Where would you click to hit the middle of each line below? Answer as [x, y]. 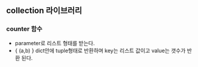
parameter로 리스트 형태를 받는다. [55, 43]
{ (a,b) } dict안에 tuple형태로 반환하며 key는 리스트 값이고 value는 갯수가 [100, 50]
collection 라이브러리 [44, 11]
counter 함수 [25, 29]
